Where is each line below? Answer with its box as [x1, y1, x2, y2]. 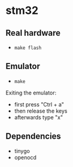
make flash [14, 45, 42, 51]
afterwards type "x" [14, 113, 63, 121]
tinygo [14, 147, 31, 154]
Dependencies [5, 131, 61, 142]
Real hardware [5, 28, 61, 38]
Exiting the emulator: [5, 89, 57, 96]
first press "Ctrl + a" [14, 100, 64, 108]
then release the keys [14, 107, 68, 114]
